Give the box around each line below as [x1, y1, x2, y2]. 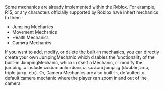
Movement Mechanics [12, 29, 57, 35]
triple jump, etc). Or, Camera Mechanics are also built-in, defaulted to [5, 70, 145, 75]
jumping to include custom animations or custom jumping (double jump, [5, 65, 150, 70]
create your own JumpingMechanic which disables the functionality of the [5, 54, 155, 60]
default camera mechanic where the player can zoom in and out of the [5, 75, 147, 81]
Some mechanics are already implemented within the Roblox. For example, [5, 4, 156, 10]
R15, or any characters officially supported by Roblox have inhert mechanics [5, 9, 159, 15]
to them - [5, 15, 24, 20]
